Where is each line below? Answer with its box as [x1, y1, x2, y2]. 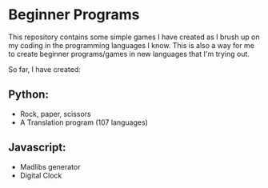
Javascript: [8, 141, 66, 154]
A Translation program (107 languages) [19, 118, 148, 127]
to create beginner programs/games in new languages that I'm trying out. [8, 49, 250, 58]
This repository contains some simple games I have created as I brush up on [8, 32, 260, 42]
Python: [8, 88, 50, 102]
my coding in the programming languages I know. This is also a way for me [8, 40, 254, 50]
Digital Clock [19, 170, 62, 180]
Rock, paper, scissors [19, 109, 91, 118]
